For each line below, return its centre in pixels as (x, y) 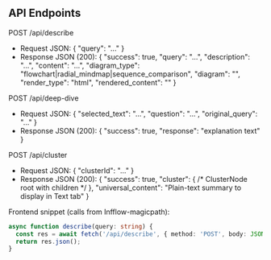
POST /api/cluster (38, 155)
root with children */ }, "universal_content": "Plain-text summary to (131, 188)
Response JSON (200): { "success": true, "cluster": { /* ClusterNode (133, 179)
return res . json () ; (48, 241)
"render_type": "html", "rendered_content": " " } (98, 82)
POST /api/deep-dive (44, 98)
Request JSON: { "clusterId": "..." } (77, 170)
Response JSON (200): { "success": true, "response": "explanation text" (140, 130)
